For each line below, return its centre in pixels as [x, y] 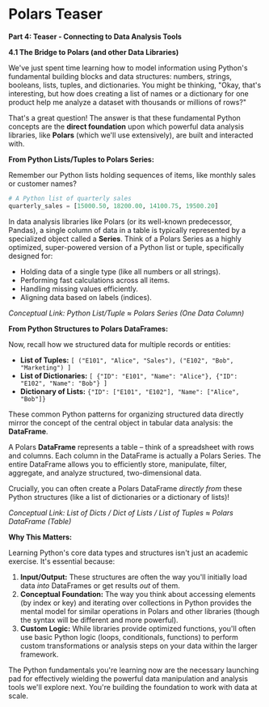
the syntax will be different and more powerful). [99, 620]
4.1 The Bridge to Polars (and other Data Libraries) [94, 52]
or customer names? [42, 184]
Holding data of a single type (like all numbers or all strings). [120, 271]
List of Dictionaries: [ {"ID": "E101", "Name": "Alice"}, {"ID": [129, 375]
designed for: [31, 256]
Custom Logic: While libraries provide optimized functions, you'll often [138, 629]
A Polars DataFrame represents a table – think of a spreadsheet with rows [131, 447]
